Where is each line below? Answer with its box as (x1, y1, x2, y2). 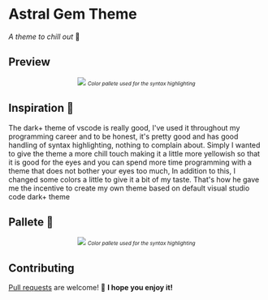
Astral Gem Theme (8, 5, 137, 24)
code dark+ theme (8, 191, 71, 201)
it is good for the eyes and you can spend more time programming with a (8, 157, 252, 167)
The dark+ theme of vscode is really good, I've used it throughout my (8, 122, 240, 132)
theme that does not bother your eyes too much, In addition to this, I (8, 165, 236, 175)
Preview (8, 55, 51, 69)
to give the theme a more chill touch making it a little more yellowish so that (8, 148, 261, 158)
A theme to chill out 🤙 (8, 32, 80, 41)
